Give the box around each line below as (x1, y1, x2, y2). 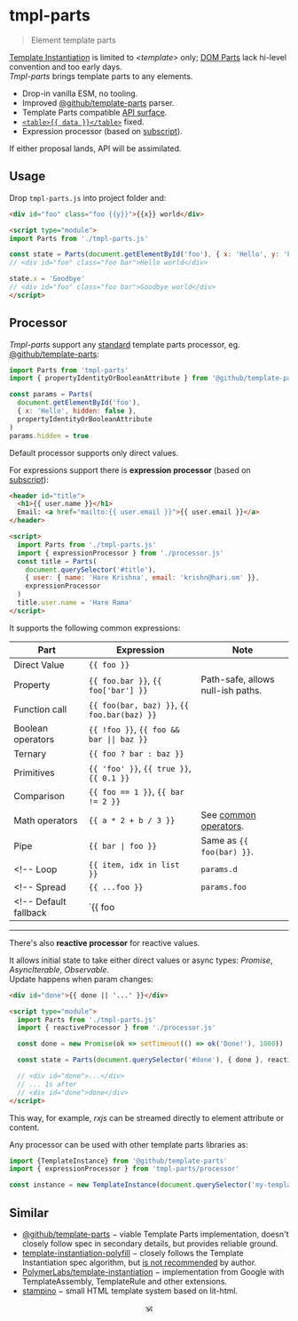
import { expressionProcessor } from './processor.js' (17, 548, 224, 557)
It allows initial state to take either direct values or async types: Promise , (9, 955, 273, 965)
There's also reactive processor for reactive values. (9, 937, 200, 948)
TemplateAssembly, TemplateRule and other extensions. (21, 1277, 228, 1286)
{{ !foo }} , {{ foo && (88, 723, 180, 735)
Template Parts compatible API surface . (21, 107, 168, 117)
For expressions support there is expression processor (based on (9, 464, 251, 476)
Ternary (13, 748, 47, 760)
